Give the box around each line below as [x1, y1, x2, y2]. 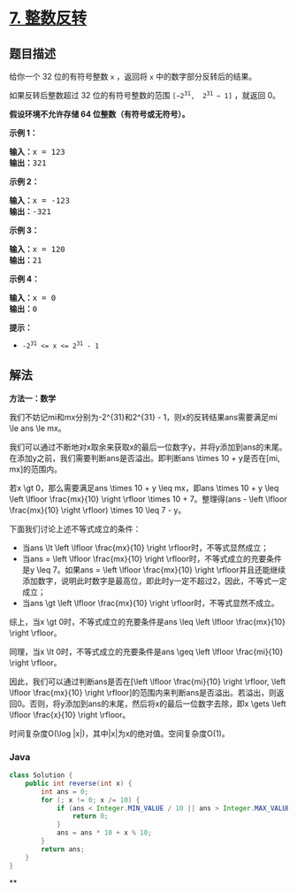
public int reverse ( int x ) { [25, 779, 133, 788]
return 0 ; [72, 811, 109, 821]
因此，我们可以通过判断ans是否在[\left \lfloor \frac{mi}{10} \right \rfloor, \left [9, 676, 286, 687]
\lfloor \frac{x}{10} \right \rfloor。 [9, 709, 131, 719]
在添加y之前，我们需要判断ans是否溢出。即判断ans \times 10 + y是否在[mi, [9, 452, 280, 463]
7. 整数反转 [9, 8, 87, 28]
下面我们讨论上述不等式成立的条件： [9, 523, 141, 534]
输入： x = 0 [9, 293, 57, 303]
